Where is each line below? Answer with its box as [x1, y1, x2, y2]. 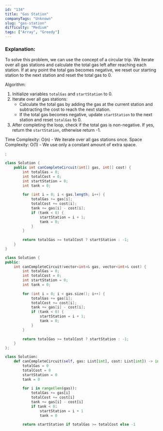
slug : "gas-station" [5, 20, 47, 26]
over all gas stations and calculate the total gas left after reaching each [5, 62, 147, 68]
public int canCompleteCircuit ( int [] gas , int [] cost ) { [14, 165, 131, 170]
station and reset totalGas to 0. [19, 117, 82, 123]
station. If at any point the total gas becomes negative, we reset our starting [5, 67, 157, 73]
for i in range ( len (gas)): [22, 386, 77, 391]
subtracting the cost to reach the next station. [19, 106, 111, 112]
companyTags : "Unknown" [5, 16, 53, 21]
